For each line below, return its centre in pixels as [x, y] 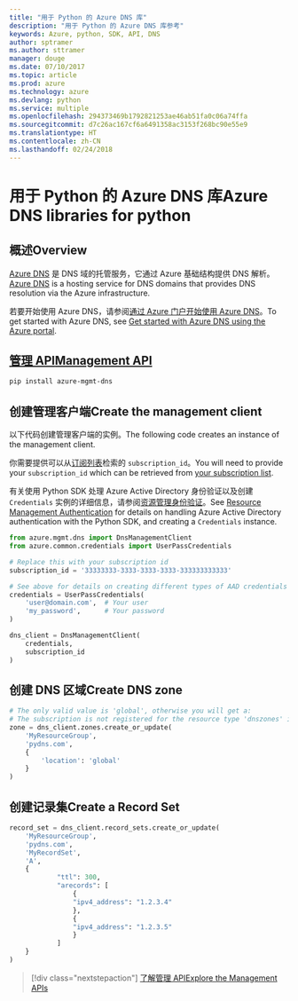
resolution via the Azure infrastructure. [80, 293]
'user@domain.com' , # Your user [87, 603]
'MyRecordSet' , [53, 853]
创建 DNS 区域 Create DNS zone [96, 690]
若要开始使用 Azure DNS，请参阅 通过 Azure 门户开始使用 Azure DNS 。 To [143, 311]
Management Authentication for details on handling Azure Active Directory [145, 512]
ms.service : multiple [49, 108]
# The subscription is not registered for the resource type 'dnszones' [146, 720]
